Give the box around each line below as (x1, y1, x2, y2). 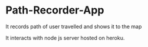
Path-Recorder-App (5, 4, 104, 17)
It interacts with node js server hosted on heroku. (5, 34, 125, 41)
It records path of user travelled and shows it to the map (5, 23, 142, 30)
